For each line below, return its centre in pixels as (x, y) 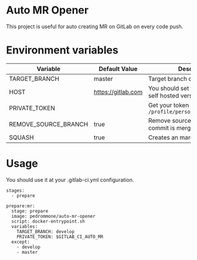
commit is (162, 128)
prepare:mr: (21, 206)
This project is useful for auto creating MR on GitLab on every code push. (95, 26)
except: (21, 242)
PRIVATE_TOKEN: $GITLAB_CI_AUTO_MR (60, 237)
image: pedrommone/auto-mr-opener (53, 216)
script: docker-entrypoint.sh (48, 221)
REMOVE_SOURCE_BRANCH (49, 124)
